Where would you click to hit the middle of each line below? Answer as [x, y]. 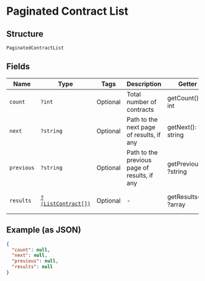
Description [144, 84]
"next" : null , [30, 255]
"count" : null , [31, 250]
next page [141, 127]
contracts [140, 110]
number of [142, 102]
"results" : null [32, 267]
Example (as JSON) [44, 230]
